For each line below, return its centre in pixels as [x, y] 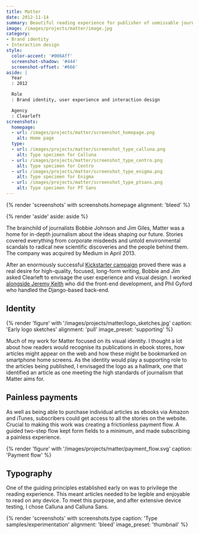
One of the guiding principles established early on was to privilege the [92, 488]
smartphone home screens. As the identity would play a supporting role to [97, 360]
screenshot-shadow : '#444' [45, 61]
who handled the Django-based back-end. [58, 290]
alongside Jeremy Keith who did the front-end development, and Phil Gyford [99, 284]
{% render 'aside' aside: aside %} [47, 216]
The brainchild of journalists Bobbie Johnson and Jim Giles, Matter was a [95, 228]
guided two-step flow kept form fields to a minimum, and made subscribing [98, 431]
